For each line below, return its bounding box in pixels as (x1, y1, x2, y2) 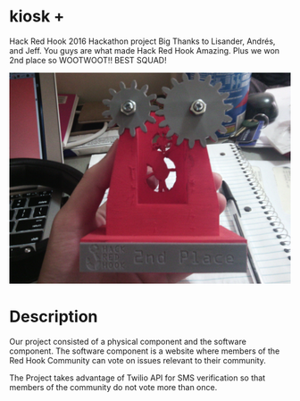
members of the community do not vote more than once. (9, 381, 218, 392)
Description (9, 306, 98, 327)
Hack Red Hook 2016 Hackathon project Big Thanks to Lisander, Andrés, (9, 36, 276, 46)
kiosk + (9, 6, 65, 27)
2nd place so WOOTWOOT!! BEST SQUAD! (9, 54, 167, 65)
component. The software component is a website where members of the (9, 346, 280, 356)
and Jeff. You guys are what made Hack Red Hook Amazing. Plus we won (9, 45, 279, 55)
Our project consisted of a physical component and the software (9, 336, 247, 347)
